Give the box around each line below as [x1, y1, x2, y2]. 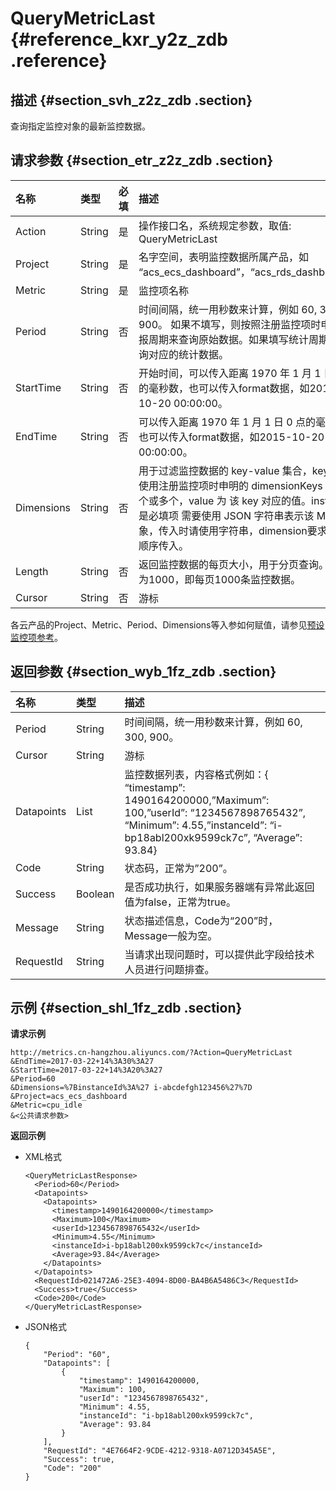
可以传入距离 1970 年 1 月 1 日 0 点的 [138, 415, 316, 429]
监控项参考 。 [10, 631, 63, 643]
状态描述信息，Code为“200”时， [124, 913, 279, 927]
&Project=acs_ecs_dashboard [10, 1092, 128, 1102]
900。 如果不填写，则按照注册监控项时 [138, 317, 322, 331]
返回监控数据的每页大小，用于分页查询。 [138, 557, 329, 571]
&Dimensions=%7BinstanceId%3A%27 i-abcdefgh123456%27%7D [10, 1083, 253, 1093]
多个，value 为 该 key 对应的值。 [158, 493, 312, 507]
